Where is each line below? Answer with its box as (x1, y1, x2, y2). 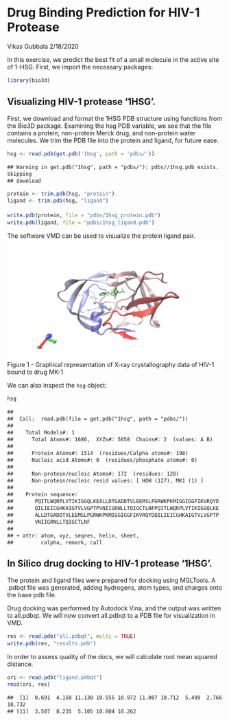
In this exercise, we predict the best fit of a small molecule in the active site (7, 55, 219, 63)
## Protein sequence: (7, 491, 78, 498)
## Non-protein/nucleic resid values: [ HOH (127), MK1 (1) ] (7, 478, 204, 485)
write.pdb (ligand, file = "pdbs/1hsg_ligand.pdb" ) (7, 219, 155, 226)
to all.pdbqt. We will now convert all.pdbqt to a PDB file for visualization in (7, 611, 216, 619)
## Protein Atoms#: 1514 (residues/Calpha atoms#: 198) (7, 450, 189, 457)
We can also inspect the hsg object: (7, 381, 108, 390)
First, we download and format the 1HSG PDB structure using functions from (7, 114, 223, 122)
